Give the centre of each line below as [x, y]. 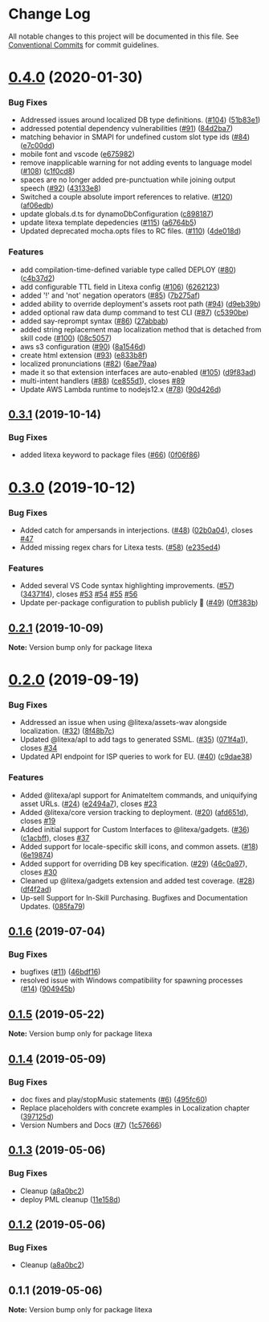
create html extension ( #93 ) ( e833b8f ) [84, 355]
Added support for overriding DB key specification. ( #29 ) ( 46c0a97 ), [133, 863]
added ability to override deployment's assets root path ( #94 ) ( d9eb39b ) [140, 303]
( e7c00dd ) [37, 146]
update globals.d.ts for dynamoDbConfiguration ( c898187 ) [117, 214]
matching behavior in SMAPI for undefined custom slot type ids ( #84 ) [135, 137]
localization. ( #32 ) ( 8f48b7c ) [67, 731]
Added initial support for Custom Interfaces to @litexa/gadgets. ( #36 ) [135, 829]
